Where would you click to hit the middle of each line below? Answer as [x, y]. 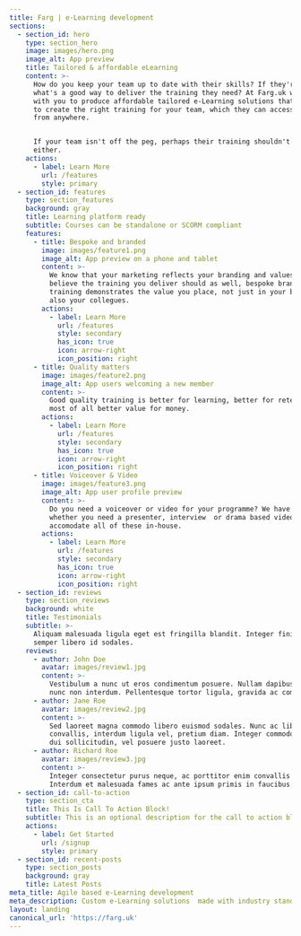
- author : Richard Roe [75, 751]
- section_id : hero [54, 34]
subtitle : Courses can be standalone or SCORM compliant [134, 225]
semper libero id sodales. [83, 643]
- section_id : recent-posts [70, 859]
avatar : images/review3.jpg [94, 759]
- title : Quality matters [81, 367]
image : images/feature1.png [94, 250]
